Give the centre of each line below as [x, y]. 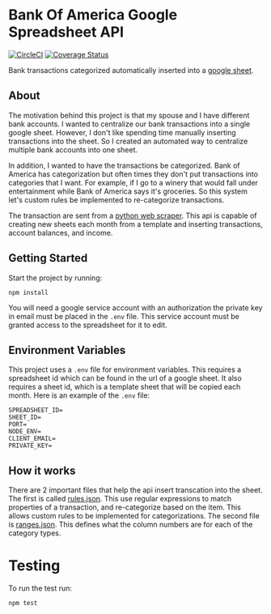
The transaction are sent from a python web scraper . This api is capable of [133, 215]
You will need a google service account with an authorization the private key [135, 307]
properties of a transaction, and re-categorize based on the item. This [125, 507]
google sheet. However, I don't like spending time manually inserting [122, 132]
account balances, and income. [61, 232]
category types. [35, 533]
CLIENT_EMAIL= [32, 439]
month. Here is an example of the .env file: [79, 395]
